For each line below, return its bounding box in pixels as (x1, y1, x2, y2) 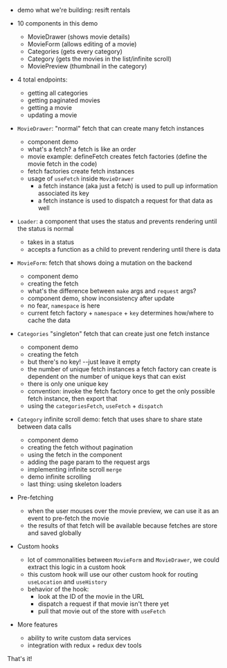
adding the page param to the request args (27, 458, 150, 466)
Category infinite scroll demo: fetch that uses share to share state (17, 415, 203, 423)
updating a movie (27, 111, 78, 119)
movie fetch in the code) (27, 160, 98, 168)
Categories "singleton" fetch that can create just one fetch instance (17, 330, 210, 337)
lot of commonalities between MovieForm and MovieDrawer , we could (27, 556, 220, 564)
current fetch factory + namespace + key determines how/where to (27, 309, 215, 317)
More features (17, 620, 58, 629)
